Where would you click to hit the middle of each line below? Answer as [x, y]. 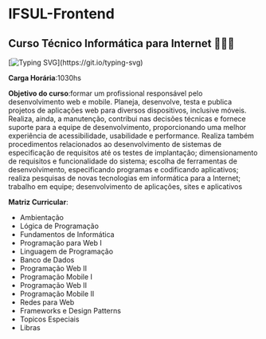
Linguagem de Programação [66, 251]
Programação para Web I [61, 243]
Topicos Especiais [49, 319]
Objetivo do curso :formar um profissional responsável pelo [106, 93]
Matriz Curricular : [39, 202]
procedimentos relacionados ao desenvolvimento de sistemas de [115, 144]
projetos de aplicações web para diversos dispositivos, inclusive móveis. [127, 110]
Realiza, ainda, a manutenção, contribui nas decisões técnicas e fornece [127, 119]
